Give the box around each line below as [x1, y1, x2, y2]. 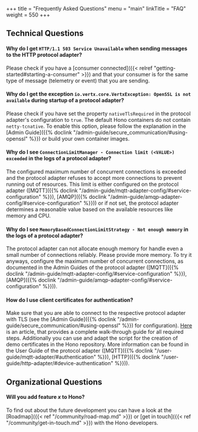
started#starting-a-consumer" [6, 70, 80, 78]
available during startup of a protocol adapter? [6, 97, 124, 104]
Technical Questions [6, 28, 84, 38]
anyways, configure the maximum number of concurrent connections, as [6, 257, 184, 265]
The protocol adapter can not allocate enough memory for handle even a [6, 245, 183, 252]
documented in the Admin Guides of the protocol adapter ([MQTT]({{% [6, 264, 179, 271]
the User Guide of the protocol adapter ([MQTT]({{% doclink [6, 347, 154, 354]
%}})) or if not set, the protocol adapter [83, 199, 179, 207]
